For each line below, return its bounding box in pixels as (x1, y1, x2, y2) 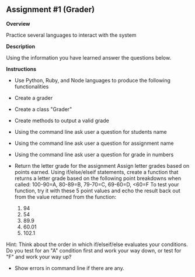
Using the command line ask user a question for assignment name (14, 140, 174, 147)
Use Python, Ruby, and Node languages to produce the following (14, 77, 171, 84)
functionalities (14, 83, 49, 90)
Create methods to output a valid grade (14, 117, 109, 124)
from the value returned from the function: (14, 193, 117, 200)
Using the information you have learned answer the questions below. (6, 54, 171, 61)
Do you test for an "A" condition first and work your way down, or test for (6, 247, 182, 254)
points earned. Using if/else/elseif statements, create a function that (14, 168, 179, 175)
